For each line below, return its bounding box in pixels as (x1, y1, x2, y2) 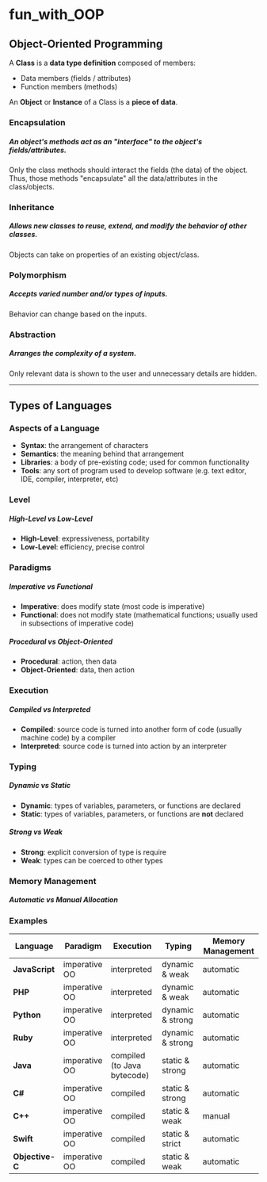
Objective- (13, 1151, 56, 1162)
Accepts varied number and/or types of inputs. (9, 289, 168, 299)
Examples (9, 915, 48, 926)
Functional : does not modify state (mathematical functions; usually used (20, 610, 258, 620)
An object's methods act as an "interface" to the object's (9, 136, 203, 146)
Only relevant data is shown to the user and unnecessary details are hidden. (9, 369, 257, 378)
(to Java (110, 1060, 142, 1071)
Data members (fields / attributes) (20, 74, 132, 82)
